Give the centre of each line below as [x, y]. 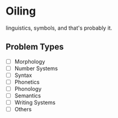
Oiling [21, 11]
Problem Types [35, 47]
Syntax [23, 75]
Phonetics [27, 82]
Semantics [28, 96]
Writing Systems [35, 103]
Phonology [28, 89]
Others [23, 110]
